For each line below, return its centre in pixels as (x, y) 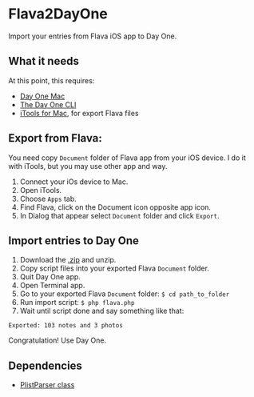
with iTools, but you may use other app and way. (88, 166)
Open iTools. (41, 190)
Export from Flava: (55, 138)
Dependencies (45, 365)
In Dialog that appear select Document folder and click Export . (119, 215)
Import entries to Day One (74, 241)
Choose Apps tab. (48, 198)
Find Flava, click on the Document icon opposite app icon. (115, 207)
